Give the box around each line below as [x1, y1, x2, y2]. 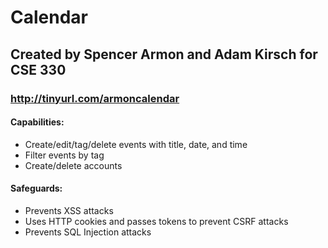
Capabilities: [10, 116, 65, 128]
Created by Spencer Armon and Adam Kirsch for [10, 46, 318, 63]
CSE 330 [10, 61, 67, 78]
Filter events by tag [24, 149, 105, 161]
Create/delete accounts [24, 159, 123, 171]
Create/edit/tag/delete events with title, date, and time [24, 138, 248, 150]
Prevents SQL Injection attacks [24, 226, 152, 238]
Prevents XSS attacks [24, 204, 114, 216]
